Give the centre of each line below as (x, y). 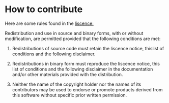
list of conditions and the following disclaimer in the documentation (82, 69)
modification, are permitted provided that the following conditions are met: (83, 39)
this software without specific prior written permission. (69, 95)
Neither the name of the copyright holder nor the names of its (77, 84)
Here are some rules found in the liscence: (49, 23)
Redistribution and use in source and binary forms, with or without (74, 33)
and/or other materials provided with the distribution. (67, 74)
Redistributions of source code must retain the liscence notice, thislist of (88, 48)
